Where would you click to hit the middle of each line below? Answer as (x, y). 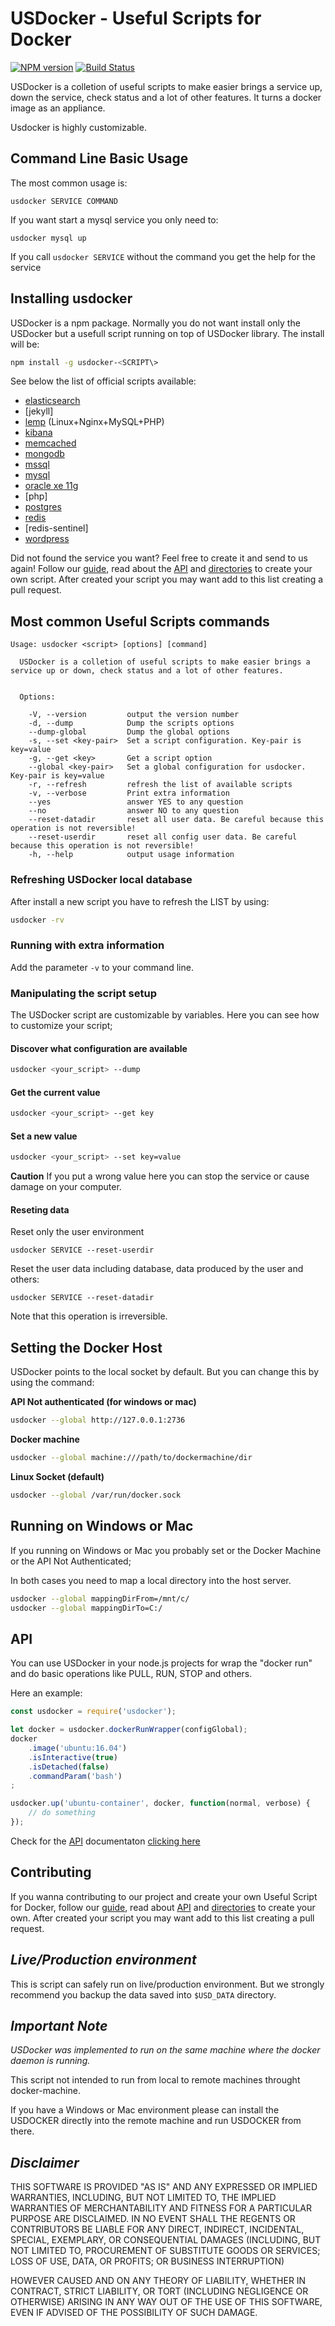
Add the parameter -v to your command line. (102, 967)
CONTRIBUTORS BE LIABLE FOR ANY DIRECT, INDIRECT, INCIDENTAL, (157, 2229)
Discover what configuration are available (99, 1048)
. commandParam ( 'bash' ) (75, 1776)
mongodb (44, 454)
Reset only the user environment (77, 1232)
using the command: (52, 1383)
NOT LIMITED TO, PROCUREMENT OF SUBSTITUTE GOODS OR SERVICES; (165, 2251)
